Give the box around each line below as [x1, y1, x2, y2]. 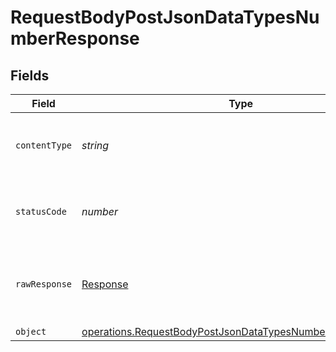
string [81, 139, 110, 152]
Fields [10, 67, 50, 84]
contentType [15, 140, 73, 151]
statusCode [15, 206, 67, 217]
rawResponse [15, 279, 73, 290]
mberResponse [10, 27, 140, 50]
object [15, 326, 47, 337]
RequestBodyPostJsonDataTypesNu [10, 6, 320, 29]
